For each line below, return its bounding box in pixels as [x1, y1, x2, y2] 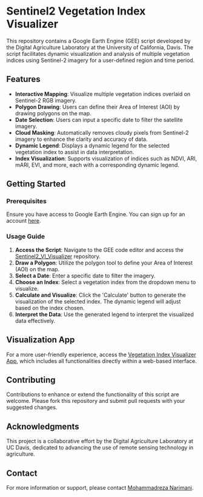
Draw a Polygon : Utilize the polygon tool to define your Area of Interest [15, 259, 193, 266]
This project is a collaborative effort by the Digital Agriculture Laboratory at [6, 438, 194, 445]
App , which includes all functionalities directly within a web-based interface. [6, 357, 197, 365]
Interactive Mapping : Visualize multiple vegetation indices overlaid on [15, 90, 191, 98]
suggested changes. [6, 404, 58, 411]
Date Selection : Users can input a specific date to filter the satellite [15, 116, 183, 123]
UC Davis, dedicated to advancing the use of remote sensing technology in [6, 444, 194, 451]
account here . [6, 217, 41, 225]
